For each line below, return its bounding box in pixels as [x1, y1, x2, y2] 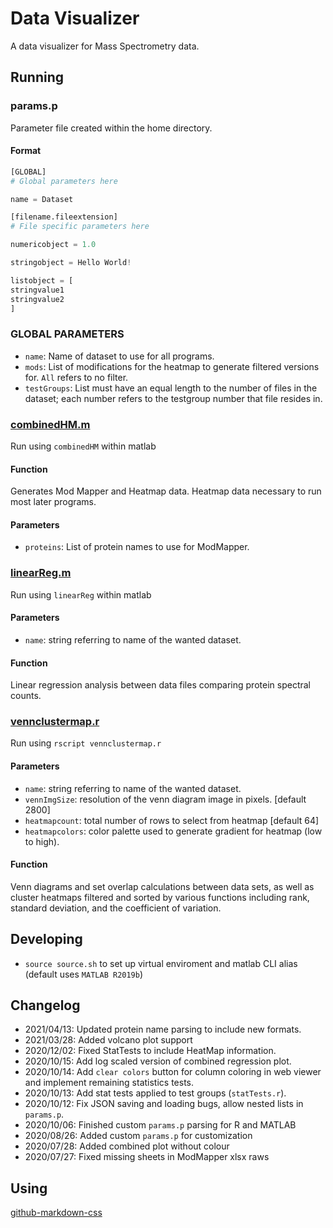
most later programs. [10, 496, 97, 508]
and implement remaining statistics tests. [24, 1077, 195, 1089]
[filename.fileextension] [10, 212, 118, 222]
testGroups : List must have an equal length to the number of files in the [24, 382, 318, 394]
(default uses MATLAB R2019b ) [24, 968, 144, 980]
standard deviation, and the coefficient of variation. [10, 902, 222, 914]
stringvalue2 [10, 294, 65, 304]
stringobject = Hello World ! [10, 258, 132, 268]
